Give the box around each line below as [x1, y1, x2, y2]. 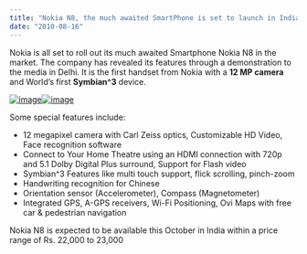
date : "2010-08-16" [9, 22, 84, 31]
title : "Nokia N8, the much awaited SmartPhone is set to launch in [9, 13, 276, 23]
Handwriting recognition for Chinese [22, 177, 160, 188]
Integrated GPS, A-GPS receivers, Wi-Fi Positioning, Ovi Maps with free [22, 197, 292, 208]
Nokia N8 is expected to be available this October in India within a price [9, 225, 279, 236]
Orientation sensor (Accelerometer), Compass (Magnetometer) [22, 187, 260, 198]
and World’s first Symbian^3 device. [9, 76, 146, 87]
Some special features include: [9, 111, 126, 122]
